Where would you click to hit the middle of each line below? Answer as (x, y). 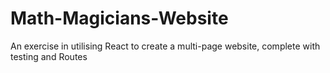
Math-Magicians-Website (119, 18)
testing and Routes (49, 56)
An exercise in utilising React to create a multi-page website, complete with (165, 46)
